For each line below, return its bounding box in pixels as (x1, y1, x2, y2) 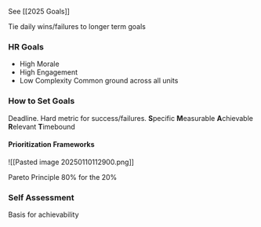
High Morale (19, 59, 60, 69)
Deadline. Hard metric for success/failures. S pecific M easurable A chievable (8, 113, 253, 123)
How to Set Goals (8, 96, 75, 107)
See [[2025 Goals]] (8, 7, 71, 16)
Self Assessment (8, 192, 74, 203)
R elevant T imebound (8, 122, 76, 131)
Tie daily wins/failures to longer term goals (8, 22, 147, 31)
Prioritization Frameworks (8, 140, 96, 149)
